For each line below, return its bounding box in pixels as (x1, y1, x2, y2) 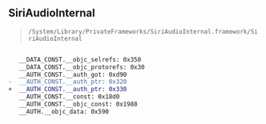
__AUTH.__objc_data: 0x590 (18, 107, 110, 115)
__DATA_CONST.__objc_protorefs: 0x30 (18, 63, 146, 71)
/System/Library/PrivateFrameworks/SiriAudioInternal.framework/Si (27, 27, 258, 35)
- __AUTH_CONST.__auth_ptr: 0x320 (8, 78, 127, 86)
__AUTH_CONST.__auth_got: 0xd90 (18, 70, 127, 78)
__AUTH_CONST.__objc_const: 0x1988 (18, 100, 138, 109)
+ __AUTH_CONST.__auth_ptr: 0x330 (8, 86, 127, 94)
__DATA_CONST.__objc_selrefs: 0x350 (18, 55, 142, 63)
